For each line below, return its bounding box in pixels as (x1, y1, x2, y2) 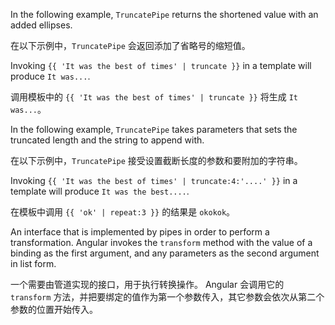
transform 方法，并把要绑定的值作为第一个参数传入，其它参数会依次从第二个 (10, 291, 325, 303)
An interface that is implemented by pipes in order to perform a (10, 226, 270, 238)
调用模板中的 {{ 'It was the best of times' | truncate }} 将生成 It (10, 91, 298, 103)
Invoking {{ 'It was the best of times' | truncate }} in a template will (10, 60, 312, 71)
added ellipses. (10, 19, 73, 31)
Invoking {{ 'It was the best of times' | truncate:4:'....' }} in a (10, 175, 298, 186)
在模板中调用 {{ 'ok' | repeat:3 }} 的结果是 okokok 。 (10, 206, 236, 218)
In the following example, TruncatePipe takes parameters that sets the (10, 124, 298, 135)
